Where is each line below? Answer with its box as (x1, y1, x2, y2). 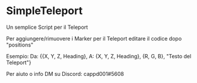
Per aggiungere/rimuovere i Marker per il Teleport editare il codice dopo (6, 35, 182, 42)
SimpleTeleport (6, 4, 83, 18)
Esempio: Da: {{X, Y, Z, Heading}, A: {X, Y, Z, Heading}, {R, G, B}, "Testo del (6, 52, 192, 59)
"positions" (6, 41, 34, 48)
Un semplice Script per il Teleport (6, 24, 88, 31)
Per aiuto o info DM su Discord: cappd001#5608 (6, 70, 125, 77)
